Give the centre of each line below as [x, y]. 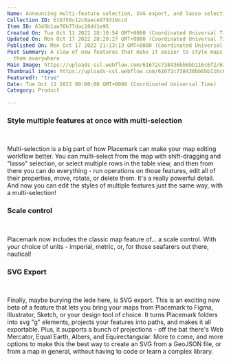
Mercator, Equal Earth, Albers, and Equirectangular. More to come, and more [115, 337]
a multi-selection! [32, 193]
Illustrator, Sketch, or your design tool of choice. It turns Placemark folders [112, 315]
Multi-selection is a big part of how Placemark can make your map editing [112, 149]
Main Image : [24, 65]
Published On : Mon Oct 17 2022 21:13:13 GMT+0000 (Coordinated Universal [115, 46]
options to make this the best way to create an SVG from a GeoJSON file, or [114, 344]
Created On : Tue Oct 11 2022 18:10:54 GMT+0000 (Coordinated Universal [112, 33]
